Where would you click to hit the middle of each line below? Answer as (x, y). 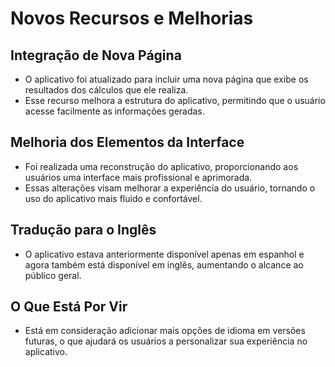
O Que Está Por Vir (69, 307)
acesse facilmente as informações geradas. (114, 111)
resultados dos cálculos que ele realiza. (106, 90)
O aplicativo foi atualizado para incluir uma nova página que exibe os (166, 79)
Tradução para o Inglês (83, 230)
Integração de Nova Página (96, 55)
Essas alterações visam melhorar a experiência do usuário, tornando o (170, 188)
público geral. (53, 275)
